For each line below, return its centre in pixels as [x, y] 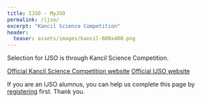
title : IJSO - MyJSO [37, 13]
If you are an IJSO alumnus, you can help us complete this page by [101, 84]
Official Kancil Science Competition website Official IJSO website [99, 71]
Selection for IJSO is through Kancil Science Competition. [88, 58]
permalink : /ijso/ [33, 20]
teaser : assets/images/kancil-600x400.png [74, 39]
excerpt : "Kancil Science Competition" [64, 26]
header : [18, 32]
